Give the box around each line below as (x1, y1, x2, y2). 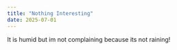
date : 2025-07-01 (7, 16, 57, 23)
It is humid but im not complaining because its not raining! (7, 35, 171, 43)
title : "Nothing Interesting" (7, 10, 94, 17)
